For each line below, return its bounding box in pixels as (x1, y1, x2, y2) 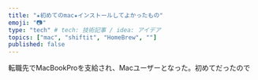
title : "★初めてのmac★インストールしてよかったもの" (8, 11, 163, 20)
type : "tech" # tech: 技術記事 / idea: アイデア (8, 26, 162, 34)
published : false (8, 41, 65, 49)
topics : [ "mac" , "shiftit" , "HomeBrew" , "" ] (8, 33, 157, 42)
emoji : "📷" (8, 19, 47, 27)
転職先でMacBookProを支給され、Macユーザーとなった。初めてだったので (8, 64, 251, 73)
